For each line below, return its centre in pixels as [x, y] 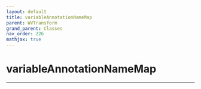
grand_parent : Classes [34, 28]
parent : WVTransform [32, 23]
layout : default [26, 12]
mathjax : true [24, 39]
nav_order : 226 [25, 34]
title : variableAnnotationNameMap [49, 17]
